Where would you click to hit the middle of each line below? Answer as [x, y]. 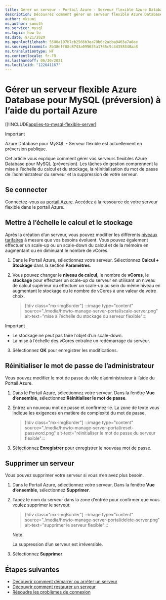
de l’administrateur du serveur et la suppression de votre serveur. [72, 175]
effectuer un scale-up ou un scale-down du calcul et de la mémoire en [77, 245]
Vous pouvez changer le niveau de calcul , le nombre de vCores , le [81, 275]
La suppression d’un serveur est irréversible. [58, 544]
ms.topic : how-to [23, 33]
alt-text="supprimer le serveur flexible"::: [66, 525]
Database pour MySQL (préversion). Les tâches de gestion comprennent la [82, 164]
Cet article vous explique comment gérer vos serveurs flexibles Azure [76, 159]
